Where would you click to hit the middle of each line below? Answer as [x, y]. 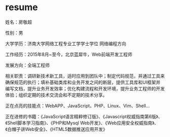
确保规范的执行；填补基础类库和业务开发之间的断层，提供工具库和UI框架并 [83, 82]
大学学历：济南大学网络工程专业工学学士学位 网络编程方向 [66, 43]
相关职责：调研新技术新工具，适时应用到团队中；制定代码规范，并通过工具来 [85, 76]
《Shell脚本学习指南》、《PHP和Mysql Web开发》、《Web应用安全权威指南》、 [82, 123]
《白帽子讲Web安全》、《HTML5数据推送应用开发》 [56, 129]
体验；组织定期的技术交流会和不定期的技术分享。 [56, 95]
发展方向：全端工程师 [27, 65]
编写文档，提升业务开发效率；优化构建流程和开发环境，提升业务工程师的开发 [85, 88]
